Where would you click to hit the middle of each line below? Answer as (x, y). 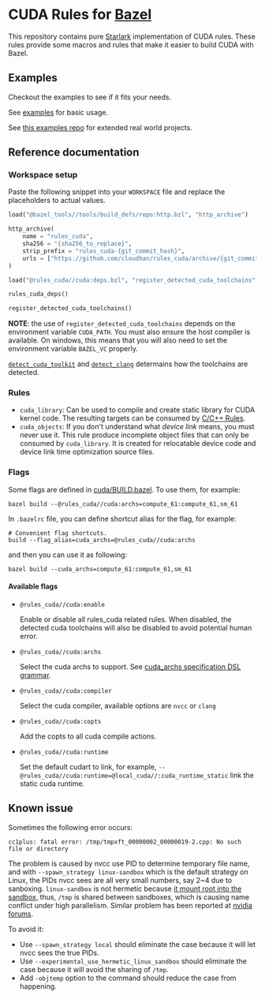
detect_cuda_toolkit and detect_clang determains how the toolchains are (128, 364)
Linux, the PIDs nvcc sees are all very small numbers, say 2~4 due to (120, 880)
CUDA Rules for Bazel (80, 15)
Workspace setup (43, 175)
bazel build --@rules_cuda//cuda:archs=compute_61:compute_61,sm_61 (123, 504)
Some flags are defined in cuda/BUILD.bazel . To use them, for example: (124, 489)
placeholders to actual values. (57, 200)
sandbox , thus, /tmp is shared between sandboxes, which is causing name (129, 896)
